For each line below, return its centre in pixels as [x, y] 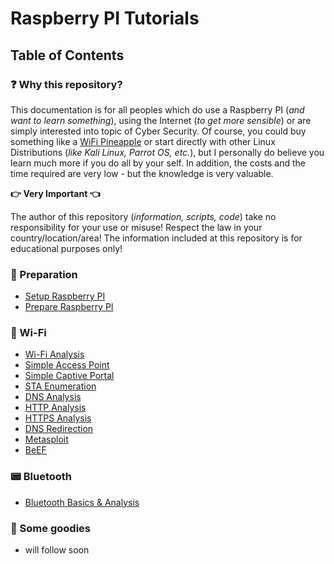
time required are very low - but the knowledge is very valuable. [142, 173]
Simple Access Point [67, 365]
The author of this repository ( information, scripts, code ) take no [143, 216]
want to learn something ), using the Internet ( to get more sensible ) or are [161, 120]
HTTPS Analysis [58, 418]
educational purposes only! [66, 248]
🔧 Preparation [44, 274]
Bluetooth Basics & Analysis [82, 502]
